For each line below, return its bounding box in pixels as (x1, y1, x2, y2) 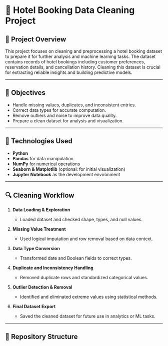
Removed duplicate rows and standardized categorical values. (19, 275, 148, 281)
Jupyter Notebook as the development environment (12, 171, 120, 177)
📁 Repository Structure (5, 332, 78, 341)
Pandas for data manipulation (12, 155, 74, 161)
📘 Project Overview (5, 35, 66, 43)
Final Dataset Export (12, 304, 56, 310)
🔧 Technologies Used (5, 137, 72, 145)
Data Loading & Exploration (12, 207, 70, 213)
